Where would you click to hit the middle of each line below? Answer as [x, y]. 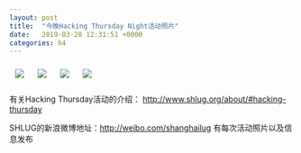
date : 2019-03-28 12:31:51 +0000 [76, 34]
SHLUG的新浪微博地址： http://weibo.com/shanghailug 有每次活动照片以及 [147, 128]
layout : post [34, 18]
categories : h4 [38, 43]
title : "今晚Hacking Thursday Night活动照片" [94, 26]
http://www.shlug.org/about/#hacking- [214, 99]
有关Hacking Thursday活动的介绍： [75, 99]
